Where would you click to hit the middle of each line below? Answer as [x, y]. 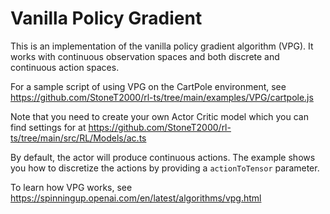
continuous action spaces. [65, 67]
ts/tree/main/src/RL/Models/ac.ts [78, 138]
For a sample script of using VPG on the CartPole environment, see [148, 86]
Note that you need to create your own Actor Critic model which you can [159, 116]
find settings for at [48, 127]
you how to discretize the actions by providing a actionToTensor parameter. [165, 168]
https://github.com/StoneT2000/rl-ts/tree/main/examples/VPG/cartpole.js [162, 97]
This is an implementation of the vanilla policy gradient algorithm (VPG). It [162, 46]
